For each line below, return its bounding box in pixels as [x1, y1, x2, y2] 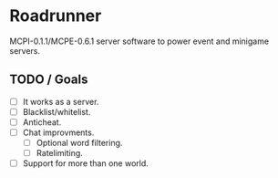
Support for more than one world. [22, 158, 149, 169]
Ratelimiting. [36, 148, 84, 159]
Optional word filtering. [36, 138, 123, 148]
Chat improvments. [22, 127, 95, 138]
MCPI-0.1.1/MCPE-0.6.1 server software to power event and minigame [9, 36, 270, 47]
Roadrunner [9, 5, 102, 26]
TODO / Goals [9, 72, 88, 88]
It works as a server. [22, 96, 99, 107]
